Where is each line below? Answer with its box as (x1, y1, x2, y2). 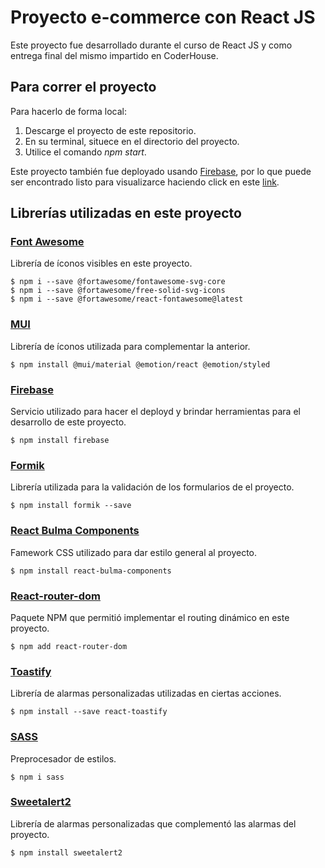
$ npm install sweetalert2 (10, 847, 123, 858)
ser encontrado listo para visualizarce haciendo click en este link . (10, 176, 280, 188)
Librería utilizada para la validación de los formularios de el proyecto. (10, 481, 295, 493)
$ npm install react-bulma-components (10, 566, 172, 576)
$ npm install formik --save (10, 501, 132, 511)
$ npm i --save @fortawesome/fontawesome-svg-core (10, 277, 226, 287)
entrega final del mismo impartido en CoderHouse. (10, 49, 219, 61)
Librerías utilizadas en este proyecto (10, 205, 242, 222)
